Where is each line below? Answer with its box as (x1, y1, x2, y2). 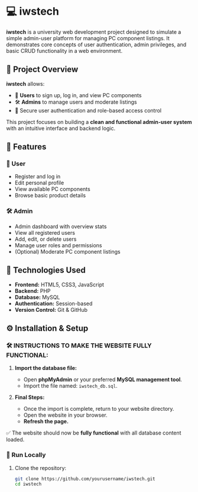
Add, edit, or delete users (14, 235, 77, 242)
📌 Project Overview (6, 65, 79, 75)
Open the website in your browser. (23, 411, 108, 418)
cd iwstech (14, 481, 42, 487)
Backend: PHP (14, 287, 51, 294)
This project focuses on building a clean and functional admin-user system (6, 118, 192, 125)
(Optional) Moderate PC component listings (14, 248, 121, 255)
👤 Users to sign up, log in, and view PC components (14, 91, 142, 98)
